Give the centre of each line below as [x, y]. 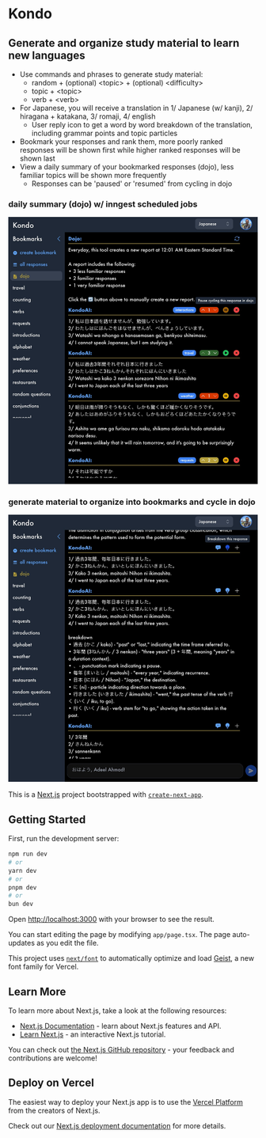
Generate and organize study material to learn [124, 43]
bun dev [21, 904]
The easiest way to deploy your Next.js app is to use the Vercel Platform [126, 1102]
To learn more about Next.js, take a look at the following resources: [118, 1011]
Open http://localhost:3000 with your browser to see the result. [112, 920]
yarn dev [23, 871]
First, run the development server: [64, 839]
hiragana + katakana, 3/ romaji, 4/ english [87, 116]
